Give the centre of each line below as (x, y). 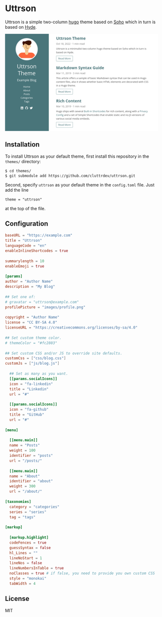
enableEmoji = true (25, 266)
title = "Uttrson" (24, 241)
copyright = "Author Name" (32, 317)
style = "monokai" (28, 579)
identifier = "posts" (31, 456)
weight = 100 (23, 450)
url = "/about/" (26, 492)
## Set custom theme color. (33, 338)
